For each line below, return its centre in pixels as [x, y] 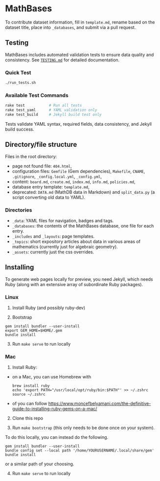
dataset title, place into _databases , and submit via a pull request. [70, 27]
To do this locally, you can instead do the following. [57, 437]
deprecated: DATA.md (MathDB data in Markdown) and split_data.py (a [83, 192]
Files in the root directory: [31, 156]
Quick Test [18, 73]
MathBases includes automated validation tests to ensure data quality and [80, 54]
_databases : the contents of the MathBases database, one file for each [83, 226]
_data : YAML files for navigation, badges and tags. [63, 220]
